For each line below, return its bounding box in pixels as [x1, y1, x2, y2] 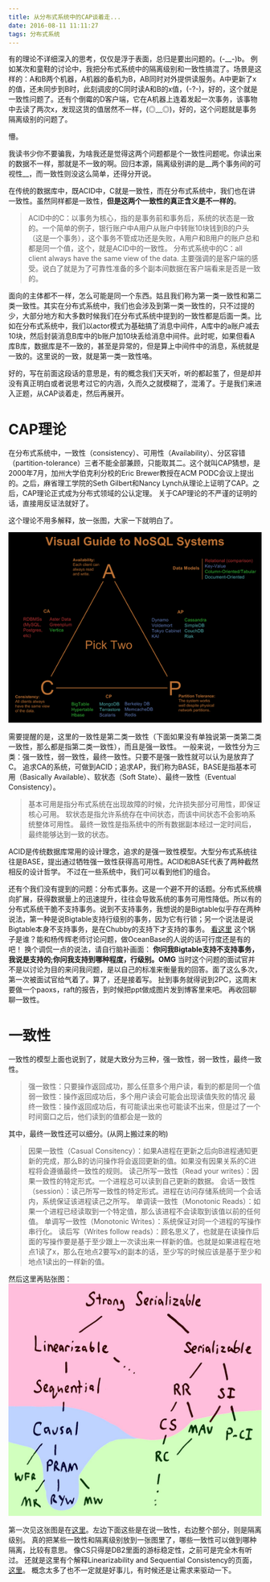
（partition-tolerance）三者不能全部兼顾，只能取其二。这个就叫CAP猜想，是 [8, 458, 261, 468]
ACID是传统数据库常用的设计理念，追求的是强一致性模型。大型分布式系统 [8, 847, 251, 856]
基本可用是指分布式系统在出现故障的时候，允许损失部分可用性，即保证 [27, 799, 261, 810]
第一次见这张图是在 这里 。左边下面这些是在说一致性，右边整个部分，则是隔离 [8, 1525, 262, 1534]
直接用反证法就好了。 [22, 498, 93, 508]
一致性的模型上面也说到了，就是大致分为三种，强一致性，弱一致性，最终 [8, 1055, 247, 1064]
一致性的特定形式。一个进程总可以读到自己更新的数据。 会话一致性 [35, 1176, 256, 1186]
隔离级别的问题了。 [8, 114, 72, 124]
